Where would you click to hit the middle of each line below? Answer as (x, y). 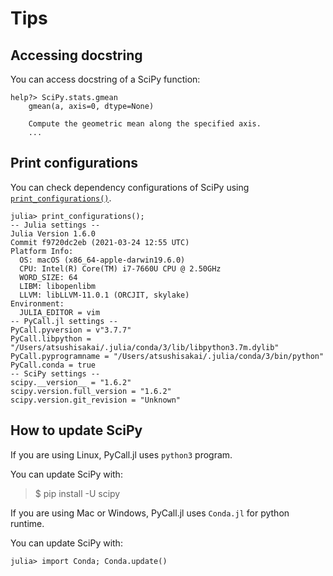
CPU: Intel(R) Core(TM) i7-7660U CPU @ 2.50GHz (120, 268)
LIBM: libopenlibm (58, 286)
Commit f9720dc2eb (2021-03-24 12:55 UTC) (100, 242)
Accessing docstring (76, 55)
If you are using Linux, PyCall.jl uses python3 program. (121, 454)
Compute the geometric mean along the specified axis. (145, 124)
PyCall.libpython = (51, 338)
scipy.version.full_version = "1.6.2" (91, 391)
